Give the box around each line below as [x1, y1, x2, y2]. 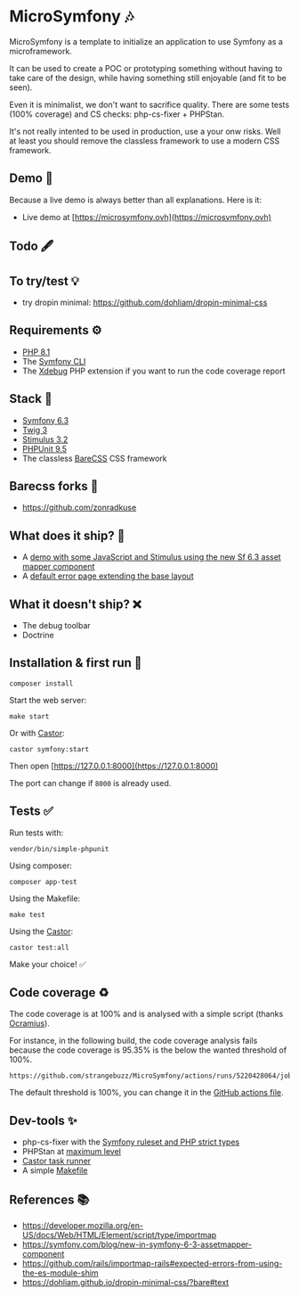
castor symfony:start [9, 744, 90, 754]
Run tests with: [9, 827, 64, 838]
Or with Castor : [9, 727, 65, 738]
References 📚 [9, 1192, 90, 1207]
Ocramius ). [9, 1018, 51, 1029]
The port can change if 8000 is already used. [9, 777, 172, 788]
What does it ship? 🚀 [9, 528, 125, 543]
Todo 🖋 [9, 239, 54, 254]
